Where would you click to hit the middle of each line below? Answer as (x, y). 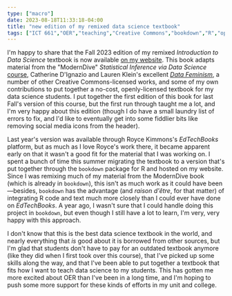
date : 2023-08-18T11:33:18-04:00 (55, 20)
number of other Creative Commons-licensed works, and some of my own (113, 82)
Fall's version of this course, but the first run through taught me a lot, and (111, 104)
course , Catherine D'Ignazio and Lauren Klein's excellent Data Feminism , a (113, 75)
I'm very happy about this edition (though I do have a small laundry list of (111, 111)
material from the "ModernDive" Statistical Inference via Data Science (107, 67)
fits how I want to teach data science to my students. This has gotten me (110, 270)
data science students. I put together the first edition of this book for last (110, 97)
